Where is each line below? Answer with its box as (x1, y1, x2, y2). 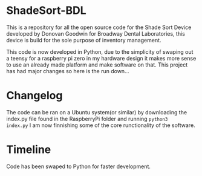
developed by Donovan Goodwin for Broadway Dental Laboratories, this (6, 30, 186, 37)
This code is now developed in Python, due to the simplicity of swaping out (6, 48, 194, 55)
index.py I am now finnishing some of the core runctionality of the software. (6, 122, 195, 129)
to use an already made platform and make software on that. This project (6, 61, 188, 68)
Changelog (6, 89, 63, 103)
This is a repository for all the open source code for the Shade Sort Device (6, 24, 192, 31)
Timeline (6, 143, 51, 157)
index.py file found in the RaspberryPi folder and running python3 (6, 115, 168, 122)
